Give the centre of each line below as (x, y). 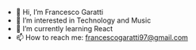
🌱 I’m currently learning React (64, 29)
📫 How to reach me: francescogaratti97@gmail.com (102, 37)
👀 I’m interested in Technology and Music (83, 20)
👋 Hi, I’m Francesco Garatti (60, 12)
